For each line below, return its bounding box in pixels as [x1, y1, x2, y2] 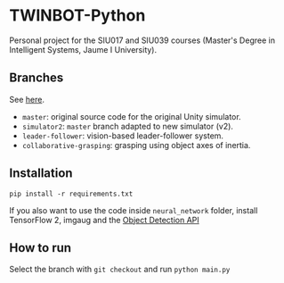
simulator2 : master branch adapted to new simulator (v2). [21, 121, 234, 131]
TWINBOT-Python [9, 5, 146, 26]
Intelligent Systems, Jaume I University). [9, 44, 158, 54]
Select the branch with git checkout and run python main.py [9, 264, 231, 275]
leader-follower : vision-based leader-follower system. [21, 130, 224, 141]
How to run [9, 240, 72, 255]
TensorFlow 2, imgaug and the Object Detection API [9, 214, 200, 225]
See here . [9, 94, 45, 104]
